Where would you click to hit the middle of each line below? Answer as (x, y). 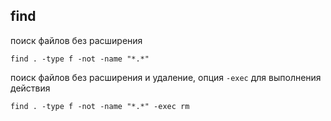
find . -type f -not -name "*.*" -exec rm (100, 106)
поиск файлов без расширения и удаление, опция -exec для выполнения (166, 77)
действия (30, 88)
